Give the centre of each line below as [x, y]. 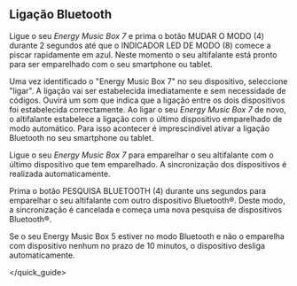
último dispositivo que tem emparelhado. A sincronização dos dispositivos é [148, 164]
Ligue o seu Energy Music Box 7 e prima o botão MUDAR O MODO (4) [137, 35]
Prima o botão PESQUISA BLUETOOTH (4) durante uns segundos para [138, 190]
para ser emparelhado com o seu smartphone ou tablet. [111, 64]
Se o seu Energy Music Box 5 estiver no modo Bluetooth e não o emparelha [147, 236]
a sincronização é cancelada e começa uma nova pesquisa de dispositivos [145, 209]
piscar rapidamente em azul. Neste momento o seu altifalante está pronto [143, 54]
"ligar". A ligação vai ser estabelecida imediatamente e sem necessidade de [148, 90]
